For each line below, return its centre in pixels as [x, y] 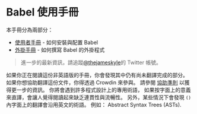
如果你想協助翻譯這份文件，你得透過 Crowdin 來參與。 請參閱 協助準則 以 [96, 82]
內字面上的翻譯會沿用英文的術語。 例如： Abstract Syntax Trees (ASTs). [94, 104]
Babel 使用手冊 [42, 12]
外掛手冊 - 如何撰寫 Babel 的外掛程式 [60, 50]
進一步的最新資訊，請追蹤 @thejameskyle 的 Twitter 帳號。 [91, 62]
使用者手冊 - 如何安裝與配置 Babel [56, 42]
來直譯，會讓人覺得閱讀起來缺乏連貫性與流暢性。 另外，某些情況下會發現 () [99, 97]
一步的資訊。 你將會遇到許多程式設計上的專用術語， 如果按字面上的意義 [104, 90]
